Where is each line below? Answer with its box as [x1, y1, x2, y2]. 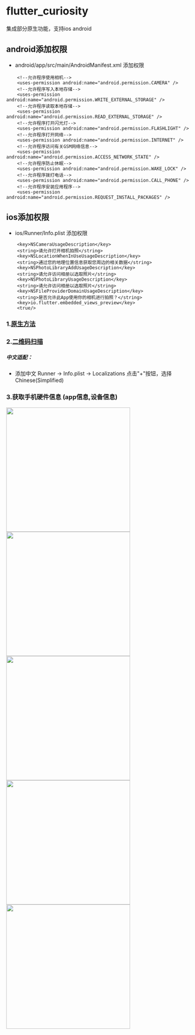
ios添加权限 [6, 212, 50, 222]
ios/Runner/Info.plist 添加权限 [14, 229, 88, 236]
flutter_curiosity [6, 4, 89, 18]
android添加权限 [6, 44, 68, 55]
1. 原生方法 [6, 320, 36, 328]
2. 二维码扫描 [6, 337, 43, 346]
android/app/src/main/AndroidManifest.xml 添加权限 [14, 61, 145, 69]
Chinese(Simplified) [14, 377, 64, 384]
